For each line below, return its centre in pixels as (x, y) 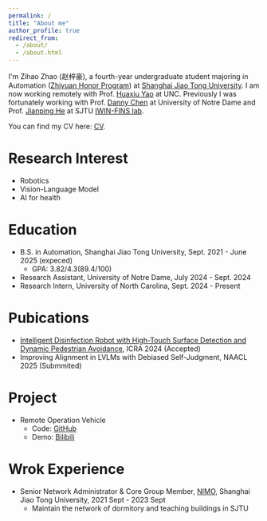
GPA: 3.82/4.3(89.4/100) (72, 269)
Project (33, 398)
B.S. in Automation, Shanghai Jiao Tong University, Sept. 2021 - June (133, 251)
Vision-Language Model (59, 189)
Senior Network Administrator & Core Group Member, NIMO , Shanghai (135, 491)
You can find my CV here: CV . (57, 126)
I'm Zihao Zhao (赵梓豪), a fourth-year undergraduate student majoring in (128, 76)
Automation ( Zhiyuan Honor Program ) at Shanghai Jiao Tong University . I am (134, 85)
